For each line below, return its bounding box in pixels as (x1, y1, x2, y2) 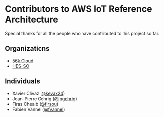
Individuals (5, 78, 41, 86)
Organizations (5, 44, 50, 53)
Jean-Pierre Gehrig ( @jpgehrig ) (12, 95, 78, 102)
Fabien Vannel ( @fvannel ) (12, 106, 65, 112)
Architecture (5, 14, 58, 25)
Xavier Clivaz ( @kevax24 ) (12, 90, 65, 96)
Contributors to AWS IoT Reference (5, 3, 152, 15)
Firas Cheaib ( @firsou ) (12, 101, 59, 107)
